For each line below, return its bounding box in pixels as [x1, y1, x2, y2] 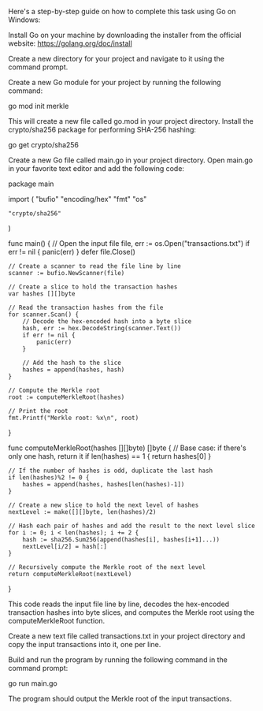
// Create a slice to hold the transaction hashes [8, 283, 178, 291]
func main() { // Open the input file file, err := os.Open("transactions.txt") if [8, 239, 250, 248]
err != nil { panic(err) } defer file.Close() [8, 248, 136, 256]
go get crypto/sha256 [8, 140, 80, 149]
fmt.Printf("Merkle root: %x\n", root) [8, 414, 139, 422]
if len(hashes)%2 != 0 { [8, 474, 90, 482]
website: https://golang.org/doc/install [8, 39, 132, 48]
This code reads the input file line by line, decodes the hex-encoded [8, 599, 230, 609]
